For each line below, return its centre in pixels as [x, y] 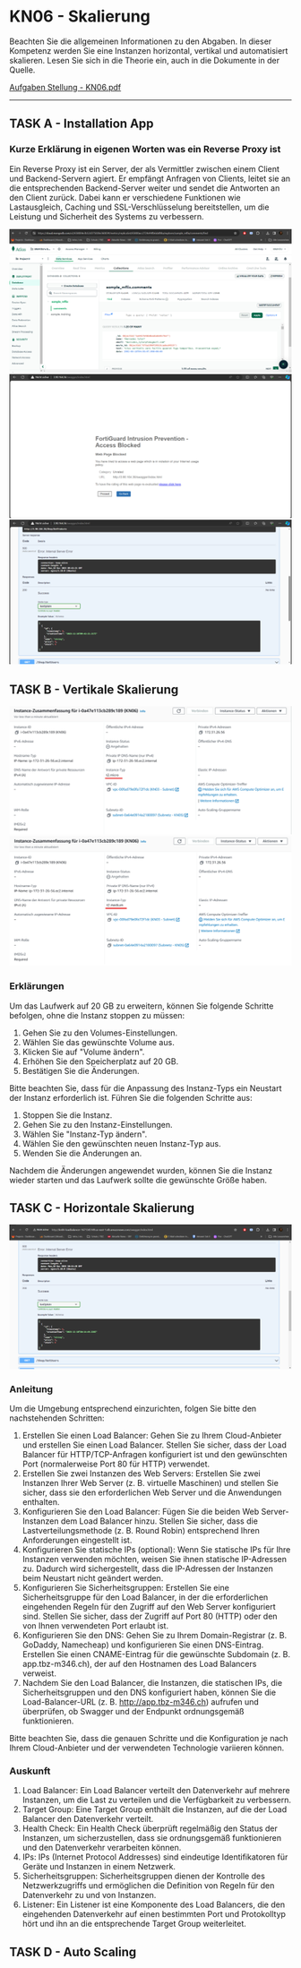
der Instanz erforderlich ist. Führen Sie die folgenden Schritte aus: [131, 1097]
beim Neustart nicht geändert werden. [93, 1578]
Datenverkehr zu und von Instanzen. [89, 1895]
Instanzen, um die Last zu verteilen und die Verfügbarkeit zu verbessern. [157, 1800]
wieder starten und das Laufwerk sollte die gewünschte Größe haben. [138, 1180]
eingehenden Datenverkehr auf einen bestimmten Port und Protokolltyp [154, 1914]
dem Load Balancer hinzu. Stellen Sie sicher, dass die [159, 1521]
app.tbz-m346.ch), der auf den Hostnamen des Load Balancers [139, 1664]
